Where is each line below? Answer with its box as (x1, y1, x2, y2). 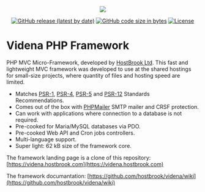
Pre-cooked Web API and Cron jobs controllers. (15, 129, 135, 136)
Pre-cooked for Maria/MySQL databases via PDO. (15, 122, 141, 130)
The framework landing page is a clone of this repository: (6, 153, 151, 161)
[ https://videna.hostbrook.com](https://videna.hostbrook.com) (6, 160, 164, 168)
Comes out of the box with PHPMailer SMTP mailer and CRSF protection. (15, 103, 199, 110)
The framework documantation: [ (6, 172, 90, 180)
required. (15, 116, 39, 124)
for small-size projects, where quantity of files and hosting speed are (6, 72, 181, 79)
